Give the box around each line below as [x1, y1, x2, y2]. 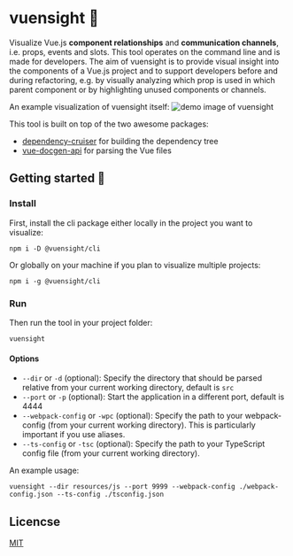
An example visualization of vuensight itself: [9, 101, 170, 112]
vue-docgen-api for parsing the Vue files [21, 145, 173, 156]
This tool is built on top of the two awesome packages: [9, 119, 210, 129]
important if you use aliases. [21, 429, 126, 440]
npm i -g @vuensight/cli [9, 276, 101, 286]
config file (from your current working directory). [21, 448, 201, 459]
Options [9, 353, 40, 364]
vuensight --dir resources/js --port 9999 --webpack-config [9, 483, 236, 491]
